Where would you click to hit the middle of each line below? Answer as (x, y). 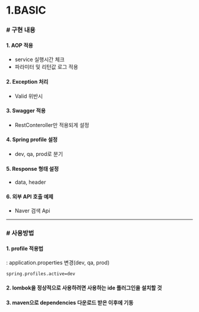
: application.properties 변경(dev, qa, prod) (58, 263)
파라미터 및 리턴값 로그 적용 (46, 67)
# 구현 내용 (21, 30)
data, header (30, 182)
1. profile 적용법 (25, 248)
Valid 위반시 (29, 96)
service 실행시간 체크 (40, 59)
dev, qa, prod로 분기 (39, 154)
